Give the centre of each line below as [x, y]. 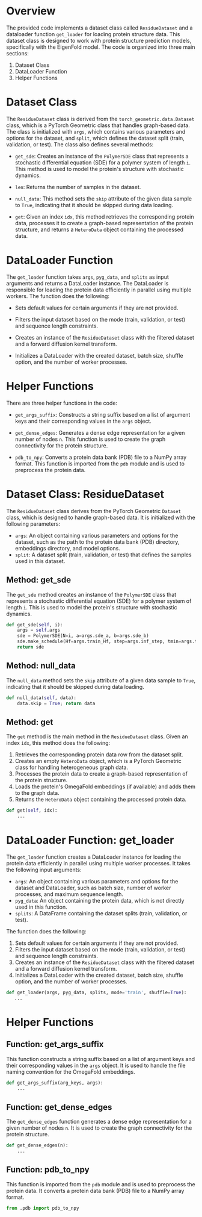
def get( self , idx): [32, 811]
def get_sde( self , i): [35, 624]
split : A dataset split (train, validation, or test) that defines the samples [103, 555]
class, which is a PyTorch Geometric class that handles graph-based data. [98, 125]
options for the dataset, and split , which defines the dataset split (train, [95, 138]
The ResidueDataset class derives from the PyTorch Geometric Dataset [94, 511]
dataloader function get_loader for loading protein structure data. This [93, 34]
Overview [31, 11]
